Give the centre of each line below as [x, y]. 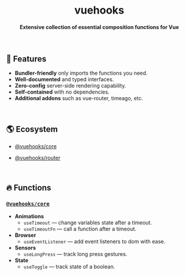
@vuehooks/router [38, 158]
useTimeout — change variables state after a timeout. [88, 222]
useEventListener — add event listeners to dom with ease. [94, 241]
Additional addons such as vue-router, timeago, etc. [79, 98]
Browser [25, 235]
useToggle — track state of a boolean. [69, 267]
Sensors [25, 248]
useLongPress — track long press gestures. [75, 254]
